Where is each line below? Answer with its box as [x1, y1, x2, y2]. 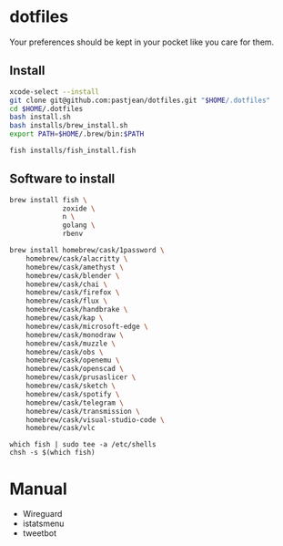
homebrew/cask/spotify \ [25, 389, 120, 398]
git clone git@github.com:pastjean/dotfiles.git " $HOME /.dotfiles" [9, 96, 271, 105]
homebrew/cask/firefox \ [25, 288, 120, 297]
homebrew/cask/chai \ [25, 280, 107, 289]
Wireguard [22, 509, 63, 520]
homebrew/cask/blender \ [25, 271, 120, 280]
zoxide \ [62, 203, 96, 213]
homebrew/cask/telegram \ [25, 398, 125, 407]
